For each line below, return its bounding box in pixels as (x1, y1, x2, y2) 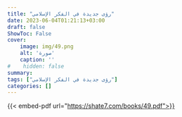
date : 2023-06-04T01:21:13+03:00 (7, 17, 105, 24)
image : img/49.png (20, 43, 74, 50)
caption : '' (20, 56, 55, 63)
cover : (7, 37, 27, 44)
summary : (7, 69, 33, 76)
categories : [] (7, 82, 52, 90)
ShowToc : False (7, 30, 52, 37)
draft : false (7, 23, 46, 30)
